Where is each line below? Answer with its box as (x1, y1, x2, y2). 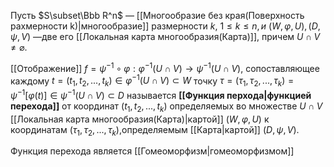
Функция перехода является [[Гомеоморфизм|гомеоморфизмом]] (10, 145, 295, 157)
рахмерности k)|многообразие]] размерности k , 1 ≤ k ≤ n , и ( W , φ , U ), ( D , (10, 20, 321, 32)
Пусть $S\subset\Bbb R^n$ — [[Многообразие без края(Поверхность (10, 10, 305, 21)
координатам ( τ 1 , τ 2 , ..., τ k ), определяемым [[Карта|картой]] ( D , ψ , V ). (10, 123, 300, 138)
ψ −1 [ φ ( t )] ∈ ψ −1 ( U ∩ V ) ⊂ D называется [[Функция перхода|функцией (10, 88, 312, 101)
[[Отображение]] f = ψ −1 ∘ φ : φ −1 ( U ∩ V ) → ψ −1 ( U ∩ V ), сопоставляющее (10, 61, 320, 74)
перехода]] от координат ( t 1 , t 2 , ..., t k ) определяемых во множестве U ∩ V (10, 100, 323, 114)
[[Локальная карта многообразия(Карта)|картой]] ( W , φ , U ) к (10, 113, 270, 125)
